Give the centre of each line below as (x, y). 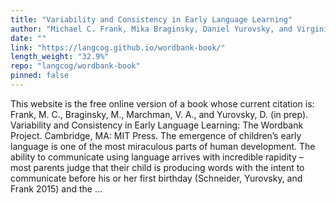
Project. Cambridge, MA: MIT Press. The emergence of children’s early (156, 135)
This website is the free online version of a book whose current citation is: (162, 103)
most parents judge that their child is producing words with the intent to (157, 167)
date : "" (28, 38)
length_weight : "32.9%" (60, 57)
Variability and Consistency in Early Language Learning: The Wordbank (157, 125)
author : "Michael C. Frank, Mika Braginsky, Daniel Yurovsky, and (151, 29)
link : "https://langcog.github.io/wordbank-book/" (118, 47)
